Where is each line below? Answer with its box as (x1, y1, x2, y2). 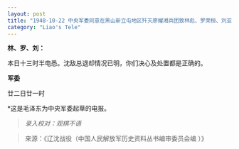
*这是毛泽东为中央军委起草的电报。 (7, 104, 111, 113)
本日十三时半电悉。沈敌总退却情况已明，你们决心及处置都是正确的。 (7, 59, 207, 67)
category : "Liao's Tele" (7, 23, 81, 31)
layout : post (7, 10, 46, 18)
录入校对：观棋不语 (24, 119, 82, 128)
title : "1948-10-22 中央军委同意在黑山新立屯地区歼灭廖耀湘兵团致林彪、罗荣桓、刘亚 (7, 17, 233, 24)
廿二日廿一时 (7, 89, 45, 98)
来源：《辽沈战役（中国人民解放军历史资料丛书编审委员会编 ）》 (24, 134, 208, 143)
